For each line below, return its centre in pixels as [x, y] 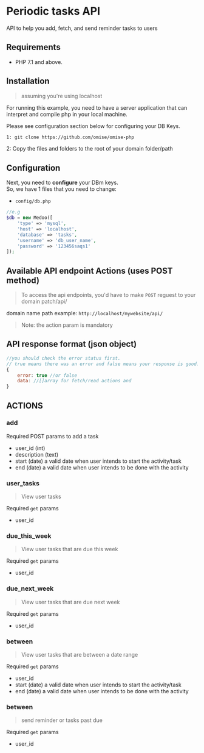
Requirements [33, 47]
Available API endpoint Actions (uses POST [90, 270]
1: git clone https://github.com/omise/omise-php [70, 137]
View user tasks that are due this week [70, 549]
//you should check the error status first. [63, 358]
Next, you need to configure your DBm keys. [62, 183]
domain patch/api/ [44, 302]
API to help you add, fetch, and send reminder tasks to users [82, 28]
